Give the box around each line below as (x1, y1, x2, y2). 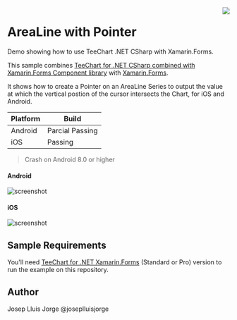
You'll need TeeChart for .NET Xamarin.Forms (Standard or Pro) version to (7, 258, 222, 266)
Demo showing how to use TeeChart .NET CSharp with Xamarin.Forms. (7, 47, 214, 56)
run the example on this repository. (7, 266, 109, 274)
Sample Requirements (7, 239, 107, 251)
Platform (11, 113, 41, 123)
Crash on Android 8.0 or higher (24, 155, 115, 164)
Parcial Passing (47, 125, 98, 135)
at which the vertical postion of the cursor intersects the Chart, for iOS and (7, 90, 224, 98)
